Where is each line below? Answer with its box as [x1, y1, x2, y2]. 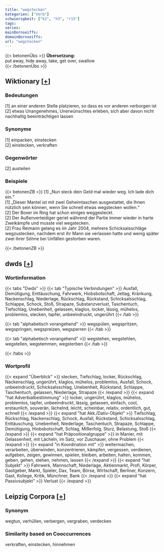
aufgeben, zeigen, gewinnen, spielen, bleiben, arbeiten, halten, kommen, [5, 452, 152, 458]
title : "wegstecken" [5, 7, 47, 12]
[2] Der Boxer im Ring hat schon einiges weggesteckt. [5, 210, 114, 216]
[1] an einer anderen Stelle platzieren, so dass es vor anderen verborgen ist [5, 103, 157, 109]
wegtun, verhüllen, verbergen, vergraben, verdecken [5, 518, 112, 524]
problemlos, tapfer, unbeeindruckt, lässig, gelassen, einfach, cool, [5, 400, 138, 406]
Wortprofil [5, 363, 30, 369]
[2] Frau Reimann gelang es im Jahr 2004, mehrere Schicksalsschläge [5, 225, 147, 231]
